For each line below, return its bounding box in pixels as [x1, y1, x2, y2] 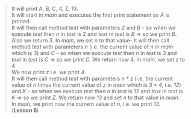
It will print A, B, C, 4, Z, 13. [11, 5, 79, 12]
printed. [11, 18, 31, 25]
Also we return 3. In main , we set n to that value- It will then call [11, 37, 169, 44]
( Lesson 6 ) [11, 107, 39, 114]
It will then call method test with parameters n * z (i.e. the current [11, 75, 173, 82]
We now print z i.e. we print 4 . [11, 69, 86, 75]
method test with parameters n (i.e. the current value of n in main [11, 43, 174, 50]
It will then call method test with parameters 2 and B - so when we [11, 24, 176, 31]
